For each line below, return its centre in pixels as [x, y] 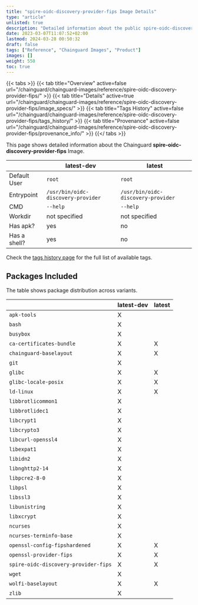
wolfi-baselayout [33, 584]
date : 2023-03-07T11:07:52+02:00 [47, 34]
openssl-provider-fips [41, 555]
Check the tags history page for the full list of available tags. [79, 258]
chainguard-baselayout [41, 353]
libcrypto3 [24, 430]
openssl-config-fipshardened [50, 545]
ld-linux [21, 392]
